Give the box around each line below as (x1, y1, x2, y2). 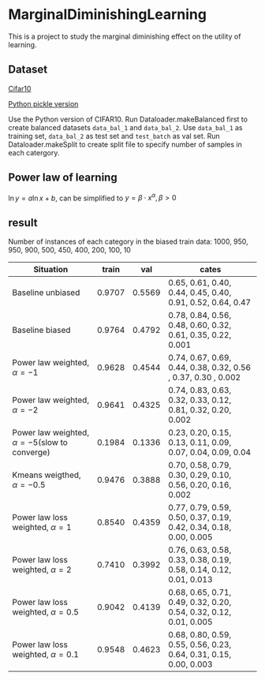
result (8, 215, 38, 230)
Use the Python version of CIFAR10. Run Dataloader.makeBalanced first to (8, 114, 248, 124)
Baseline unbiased (12, 287, 80, 298)
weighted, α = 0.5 (12, 607, 79, 618)
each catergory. (8, 148, 60, 157)
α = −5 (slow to (12, 437, 69, 448)
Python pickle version (8, 99, 79, 108)
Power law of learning (8, 171, 118, 185)
